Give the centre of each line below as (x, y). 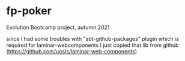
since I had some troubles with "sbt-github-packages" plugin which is (92, 38)
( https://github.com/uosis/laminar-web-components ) (71, 51)
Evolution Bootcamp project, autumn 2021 (58, 27)
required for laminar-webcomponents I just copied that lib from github (92, 45)
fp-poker (29, 11)
